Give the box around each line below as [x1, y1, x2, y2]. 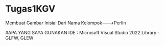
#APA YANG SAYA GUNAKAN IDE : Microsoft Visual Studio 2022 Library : [5, 29, 159, 35]
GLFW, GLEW [5, 35, 34, 41]
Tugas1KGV [5, 3, 56, 15]
